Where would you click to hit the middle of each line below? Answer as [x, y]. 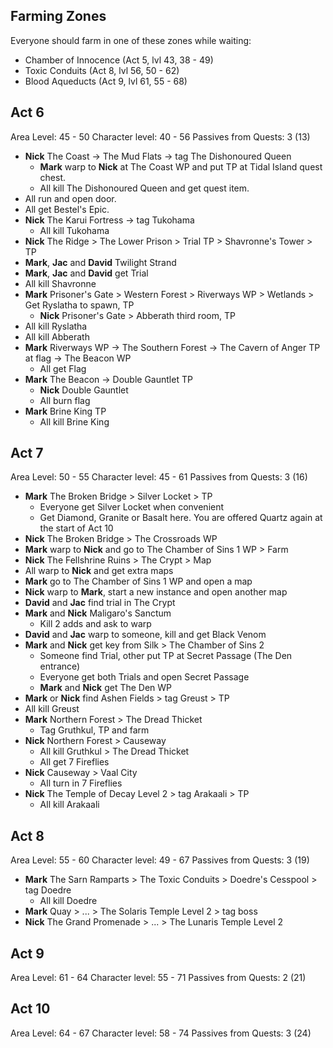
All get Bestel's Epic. [67, 209]
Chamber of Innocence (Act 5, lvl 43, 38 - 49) [119, 60]
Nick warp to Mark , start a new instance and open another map [156, 592]
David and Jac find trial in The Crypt [100, 603]
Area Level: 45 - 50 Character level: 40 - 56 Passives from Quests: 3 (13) [160, 136]
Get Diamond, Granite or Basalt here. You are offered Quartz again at [181, 518]
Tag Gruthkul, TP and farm [94, 730]
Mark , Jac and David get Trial [86, 273]
